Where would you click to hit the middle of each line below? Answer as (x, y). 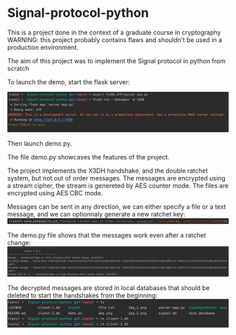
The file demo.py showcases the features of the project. (88, 157)
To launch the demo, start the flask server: (69, 81)
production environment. (43, 47)
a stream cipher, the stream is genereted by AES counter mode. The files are (118, 185)
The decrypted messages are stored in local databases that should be (109, 288)
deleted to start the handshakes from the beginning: (83, 295)
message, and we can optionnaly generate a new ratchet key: (96, 214)
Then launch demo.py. (40, 143)
